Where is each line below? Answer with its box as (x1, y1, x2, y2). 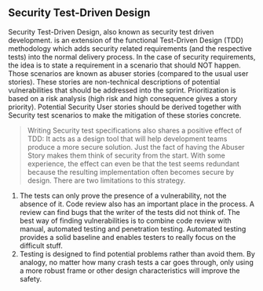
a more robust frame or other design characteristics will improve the (19, 266, 240, 275)
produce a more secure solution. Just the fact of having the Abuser (27, 142, 245, 151)
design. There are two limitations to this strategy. (27, 176, 186, 185)
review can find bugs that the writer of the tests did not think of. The (19, 207, 241, 216)
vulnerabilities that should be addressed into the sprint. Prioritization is (8, 85, 236, 95)
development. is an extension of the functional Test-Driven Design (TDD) (8, 35, 244, 45)
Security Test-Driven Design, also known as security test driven (8, 27, 214, 36)
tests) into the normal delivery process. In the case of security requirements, (8, 52, 256, 61)
